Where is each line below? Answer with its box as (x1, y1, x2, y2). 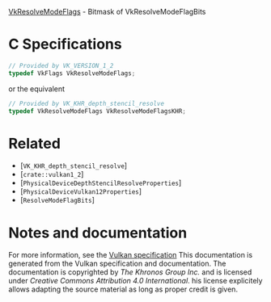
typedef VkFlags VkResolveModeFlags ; (8, 69, 136, 78)
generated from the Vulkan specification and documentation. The (8, 258, 227, 269)
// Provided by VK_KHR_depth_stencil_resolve (8, 99, 164, 107)
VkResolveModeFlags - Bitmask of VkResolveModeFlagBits (8, 7, 206, 16)
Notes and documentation (8, 224, 188, 241)
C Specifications (8, 36, 123, 53)
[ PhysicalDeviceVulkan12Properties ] (19, 187, 142, 196)
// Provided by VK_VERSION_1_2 (8, 61, 114, 69)
